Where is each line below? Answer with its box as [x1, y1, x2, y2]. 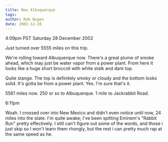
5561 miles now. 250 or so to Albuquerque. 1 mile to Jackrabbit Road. [5, 90, 149, 96]
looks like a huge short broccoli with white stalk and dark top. [5, 65, 133, 72]
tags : [5, 12, 17, 17]
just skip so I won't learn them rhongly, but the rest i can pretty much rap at [5, 126, 162, 132]
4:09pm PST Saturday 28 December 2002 [5, 35, 94, 41]
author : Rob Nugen [5, 17, 44, 22]
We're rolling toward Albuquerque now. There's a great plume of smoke [5, 55, 154, 61]
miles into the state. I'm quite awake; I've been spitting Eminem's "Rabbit [5, 115, 157, 121]
